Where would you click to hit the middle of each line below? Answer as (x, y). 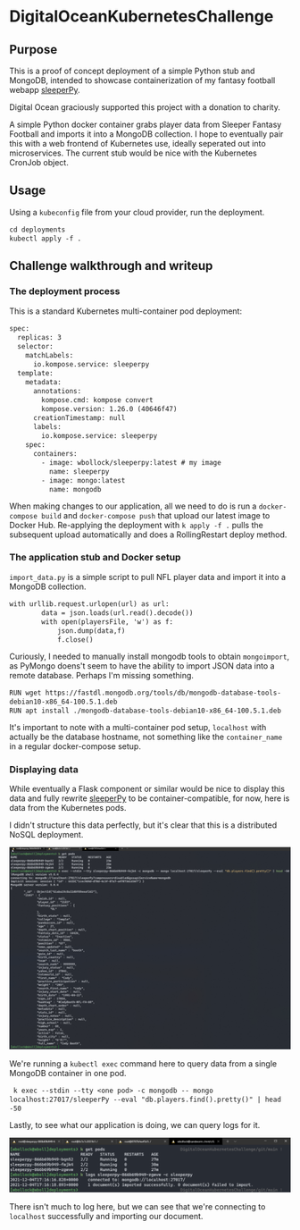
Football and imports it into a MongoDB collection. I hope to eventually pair (146, 134)
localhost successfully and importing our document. (106, 1217)
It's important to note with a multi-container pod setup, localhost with (138, 727)
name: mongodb (75, 489)
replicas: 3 (40, 337)
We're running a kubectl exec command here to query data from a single (143, 1064)
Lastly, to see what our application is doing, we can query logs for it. (135, 1125)
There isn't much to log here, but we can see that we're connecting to (137, 1207)
